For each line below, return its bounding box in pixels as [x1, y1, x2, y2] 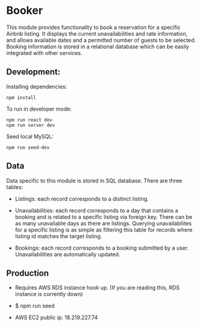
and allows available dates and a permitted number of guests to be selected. [6, 36, 196, 44]
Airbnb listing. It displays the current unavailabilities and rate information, [6, 30, 188, 37]
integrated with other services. [6, 49, 83, 56]
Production [6, 268, 49, 278]
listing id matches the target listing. [14, 232, 103, 239]
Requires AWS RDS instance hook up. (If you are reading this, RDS [14, 284, 180, 291]
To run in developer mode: [6, 105, 72, 112]
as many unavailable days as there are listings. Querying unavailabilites [14, 219, 192, 227]
